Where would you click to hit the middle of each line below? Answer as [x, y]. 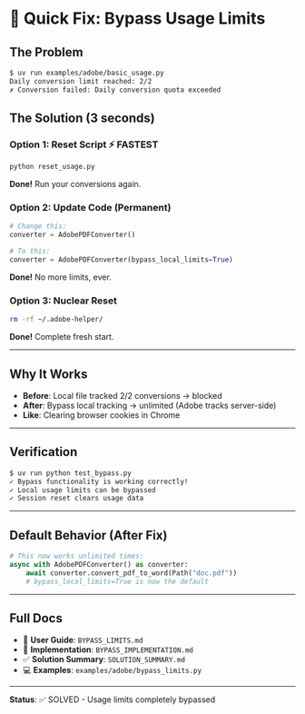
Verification [44, 452]
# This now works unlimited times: [77, 556]
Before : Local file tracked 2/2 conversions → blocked [122, 395]
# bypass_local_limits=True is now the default [117, 581]
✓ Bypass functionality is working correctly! [99, 481]
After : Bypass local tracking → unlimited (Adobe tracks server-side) [149, 405]
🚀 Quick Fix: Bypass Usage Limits [138, 19]
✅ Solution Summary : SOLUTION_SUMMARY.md [104, 659]
